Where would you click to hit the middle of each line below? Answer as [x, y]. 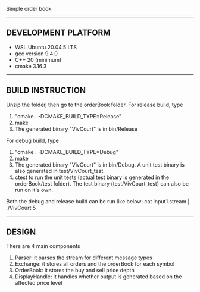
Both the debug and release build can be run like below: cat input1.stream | [98, 201]
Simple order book [29, 9]
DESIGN [21, 232]
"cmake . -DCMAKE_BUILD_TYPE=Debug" [67, 152]
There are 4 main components [43, 246]
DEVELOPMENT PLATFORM [58, 33]
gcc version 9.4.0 [36, 54]
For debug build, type [33, 140]
